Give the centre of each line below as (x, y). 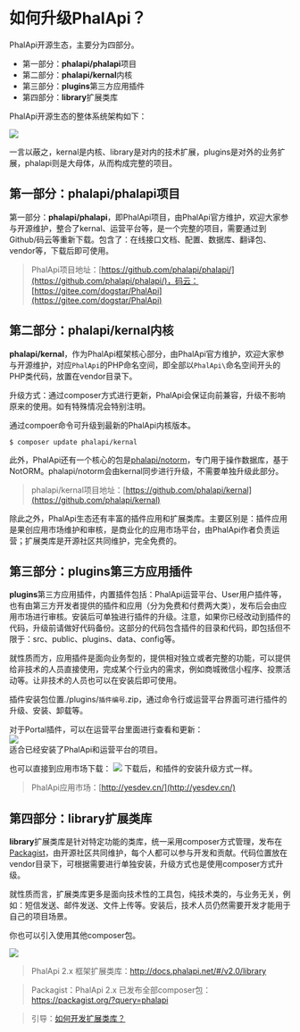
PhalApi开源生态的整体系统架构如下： (78, 116)
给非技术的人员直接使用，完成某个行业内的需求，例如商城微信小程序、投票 (146, 670)
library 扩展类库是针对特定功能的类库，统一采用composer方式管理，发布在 (146, 842)
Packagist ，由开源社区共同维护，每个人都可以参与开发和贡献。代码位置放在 (149, 853)
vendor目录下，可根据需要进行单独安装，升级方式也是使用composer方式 (142, 864)
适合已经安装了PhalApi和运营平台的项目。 (86, 750)
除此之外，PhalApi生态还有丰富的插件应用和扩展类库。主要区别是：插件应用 (149, 518)
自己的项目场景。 (41, 917)
